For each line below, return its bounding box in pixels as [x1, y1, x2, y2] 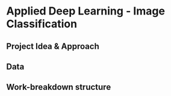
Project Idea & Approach [6, 41, 99, 51]
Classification [6, 17, 77, 31]
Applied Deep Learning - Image [6, 4, 166, 18]
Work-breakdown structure [6, 82, 111, 92]
